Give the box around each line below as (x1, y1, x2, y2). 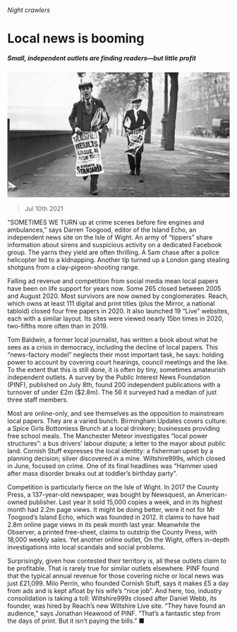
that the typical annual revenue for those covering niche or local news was (7, 572, 224, 580)
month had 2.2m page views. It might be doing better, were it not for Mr (7, 506, 215, 514)
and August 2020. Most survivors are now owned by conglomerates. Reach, (7, 292, 229, 300)
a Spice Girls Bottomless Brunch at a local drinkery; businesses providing (7, 424, 220, 433)
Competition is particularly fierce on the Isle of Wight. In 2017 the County (7, 483, 219, 491)
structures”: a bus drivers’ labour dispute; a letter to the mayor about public (7, 439, 226, 448)
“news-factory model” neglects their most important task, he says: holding (7, 350, 224, 359)
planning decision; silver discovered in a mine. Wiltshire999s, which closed (7, 454, 226, 463)
